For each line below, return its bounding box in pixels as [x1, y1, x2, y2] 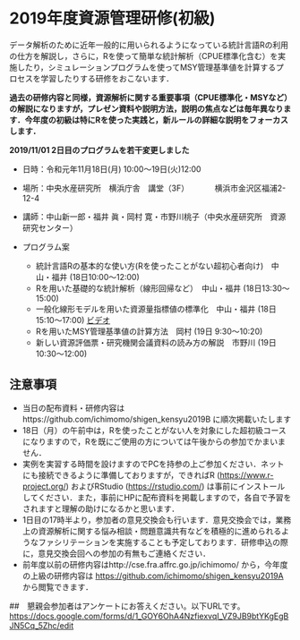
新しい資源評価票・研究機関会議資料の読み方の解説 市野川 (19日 [35, 337, 278, 347]
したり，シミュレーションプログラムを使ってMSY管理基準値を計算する [16, 62, 277, 73]
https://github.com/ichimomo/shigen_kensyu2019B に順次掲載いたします [21, 414, 292, 424]
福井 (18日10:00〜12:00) [51, 271, 141, 282]
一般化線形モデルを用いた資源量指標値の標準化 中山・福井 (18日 [35, 303, 277, 314]
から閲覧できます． [21, 581, 94, 592]
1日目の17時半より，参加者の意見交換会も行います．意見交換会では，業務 [21, 514, 292, 525]
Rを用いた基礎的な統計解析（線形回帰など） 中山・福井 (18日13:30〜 [35, 283, 290, 294]
